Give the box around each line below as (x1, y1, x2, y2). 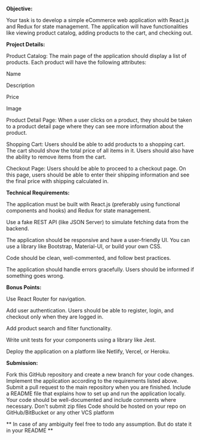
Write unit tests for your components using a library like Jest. (6, 336, 156, 343)
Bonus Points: (6, 284, 42, 291)
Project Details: (6, 41, 45, 48)
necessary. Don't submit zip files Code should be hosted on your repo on (6, 402, 186, 410)
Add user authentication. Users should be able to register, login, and (6, 307, 174, 314)
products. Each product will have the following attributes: (6, 59, 147, 66)
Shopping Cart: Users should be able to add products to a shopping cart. (6, 141, 185, 148)
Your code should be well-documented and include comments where (6, 396, 176, 403)
